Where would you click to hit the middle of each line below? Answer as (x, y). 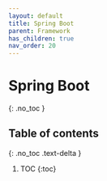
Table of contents (53, 134)
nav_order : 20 (32, 46)
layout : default (36, 16)
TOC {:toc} (38, 168)
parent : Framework (39, 31)
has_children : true (41, 38)
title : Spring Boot (41, 23)
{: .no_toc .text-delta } (45, 153)
